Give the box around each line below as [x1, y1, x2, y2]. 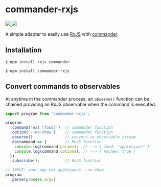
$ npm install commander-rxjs [5, 68, 70, 74]
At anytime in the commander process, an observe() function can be [5, 96, 150, 102]
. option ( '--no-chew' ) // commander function [10, 130, 113, 135]
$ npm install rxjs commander [5, 59, 70, 64]
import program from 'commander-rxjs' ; [5, 111, 90, 116]
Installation [5, 46, 42, 55]
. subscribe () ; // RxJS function [10, 158, 102, 163]
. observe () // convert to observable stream [10, 134, 136, 140]
